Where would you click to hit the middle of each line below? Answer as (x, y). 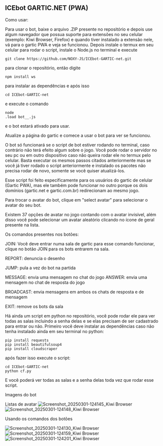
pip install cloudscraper (31, 349)
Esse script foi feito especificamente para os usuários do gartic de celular (79, 180)
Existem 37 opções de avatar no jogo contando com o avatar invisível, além (81, 214)
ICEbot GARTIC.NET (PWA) (47, 8)
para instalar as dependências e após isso (47, 86)
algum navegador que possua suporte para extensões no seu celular (74, 34)
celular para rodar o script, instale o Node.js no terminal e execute (71, 50)
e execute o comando (27, 104)
